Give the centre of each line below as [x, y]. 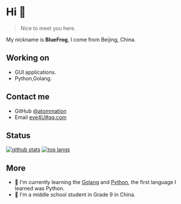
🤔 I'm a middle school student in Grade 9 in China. [75, 195]
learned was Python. [39, 188]
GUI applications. [35, 72]
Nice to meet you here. [48, 28]
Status [18, 135]
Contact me [28, 97]
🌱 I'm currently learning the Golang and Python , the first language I [95, 182]
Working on [28, 58]
